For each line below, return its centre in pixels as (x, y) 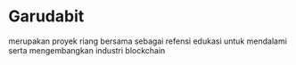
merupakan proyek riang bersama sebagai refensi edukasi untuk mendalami (148, 41)
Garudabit (46, 16)
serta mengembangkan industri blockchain (87, 50)
